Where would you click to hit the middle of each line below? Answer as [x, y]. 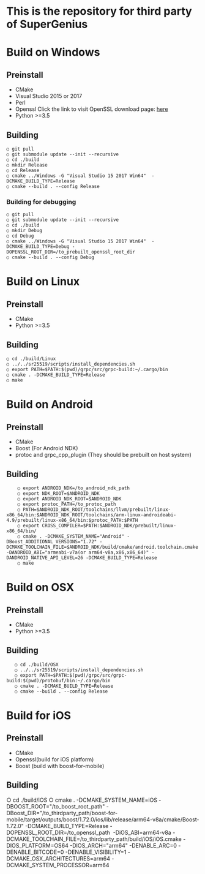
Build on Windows [53, 52]
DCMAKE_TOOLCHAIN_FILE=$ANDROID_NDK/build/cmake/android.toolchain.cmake [102, 547]
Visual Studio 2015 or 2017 [49, 96]
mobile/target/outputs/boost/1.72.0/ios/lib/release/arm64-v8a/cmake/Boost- [103, 819]
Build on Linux [43, 281]
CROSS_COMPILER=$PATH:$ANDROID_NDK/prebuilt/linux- [109, 526]
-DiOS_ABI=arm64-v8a [142, 832]
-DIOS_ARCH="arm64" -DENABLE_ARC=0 [124, 845]
